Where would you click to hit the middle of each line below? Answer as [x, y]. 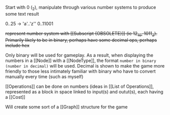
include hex [17, 45]
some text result [22, 14]
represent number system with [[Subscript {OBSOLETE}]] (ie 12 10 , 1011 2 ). [81, 34]
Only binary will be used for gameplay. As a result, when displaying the [79, 55]
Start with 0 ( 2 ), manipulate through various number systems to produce [81, 8]
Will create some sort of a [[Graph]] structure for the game [66, 107]
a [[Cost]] [15, 97]
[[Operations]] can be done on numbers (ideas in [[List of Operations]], [79, 86]
